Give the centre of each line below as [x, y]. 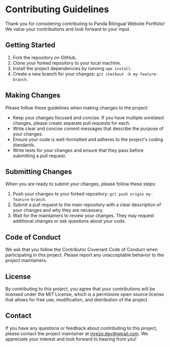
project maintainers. [26, 261]
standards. [24, 145]
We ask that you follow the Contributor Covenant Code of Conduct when [82, 250]
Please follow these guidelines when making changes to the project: [77, 107]
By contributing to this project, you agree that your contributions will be [80, 289]
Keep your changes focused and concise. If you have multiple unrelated [88, 117]
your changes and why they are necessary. [58, 210]
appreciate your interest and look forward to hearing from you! [71, 339]
